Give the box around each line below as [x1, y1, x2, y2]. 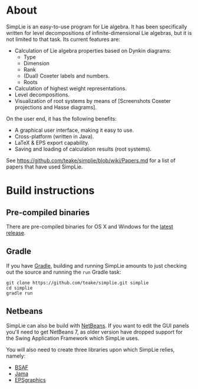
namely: [6, 352, 25, 359]
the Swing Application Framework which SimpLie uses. [6, 335, 140, 342]
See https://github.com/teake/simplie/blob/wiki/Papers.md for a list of [6, 157, 176, 164]
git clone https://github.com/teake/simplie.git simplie [6, 280, 149, 286]
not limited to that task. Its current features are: [6, 35, 121, 43]
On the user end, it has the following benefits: [6, 115, 117, 122]
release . [6, 229, 26, 236]
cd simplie [6, 285, 33, 291]
